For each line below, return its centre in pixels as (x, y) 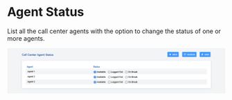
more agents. (26, 38)
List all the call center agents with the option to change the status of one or (114, 31)
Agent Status (46, 12)
